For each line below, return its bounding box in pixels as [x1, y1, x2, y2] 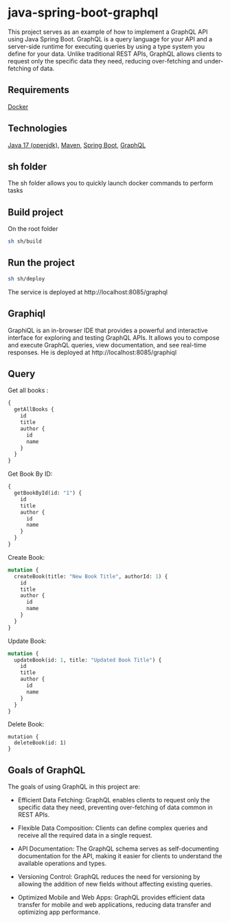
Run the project [8, 257, 75, 269]
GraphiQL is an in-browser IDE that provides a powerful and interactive [8, 326, 208, 334]
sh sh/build [8, 238, 42, 245]
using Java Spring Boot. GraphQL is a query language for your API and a [8, 34, 213, 43]
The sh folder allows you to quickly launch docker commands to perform [8, 179, 214, 187]
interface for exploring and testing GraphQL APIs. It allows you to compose [8, 333, 220, 342]
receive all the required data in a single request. [17, 831, 153, 840]
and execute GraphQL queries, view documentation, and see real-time [8, 341, 207, 349]
